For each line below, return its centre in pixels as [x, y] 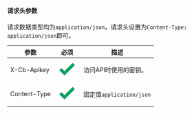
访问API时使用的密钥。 [116, 70]
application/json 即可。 [41, 36]
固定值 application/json [117, 94]
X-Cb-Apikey [30, 69]
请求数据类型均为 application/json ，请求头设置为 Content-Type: [97, 27]
